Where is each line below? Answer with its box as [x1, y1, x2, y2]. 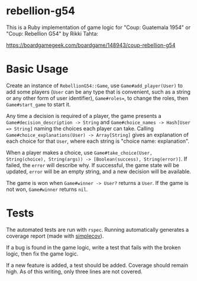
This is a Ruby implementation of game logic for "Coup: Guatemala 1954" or [6, 24, 191, 31]
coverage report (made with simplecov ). [6, 232, 104, 240]
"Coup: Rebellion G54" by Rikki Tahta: [6, 30, 99, 37]
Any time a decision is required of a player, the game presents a [6, 112, 162, 119]
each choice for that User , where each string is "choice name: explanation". [6, 138, 189, 145]
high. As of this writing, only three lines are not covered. [6, 268, 143, 275]
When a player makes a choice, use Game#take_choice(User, [6, 149, 153, 156]
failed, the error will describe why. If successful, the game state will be [6, 161, 179, 168]
